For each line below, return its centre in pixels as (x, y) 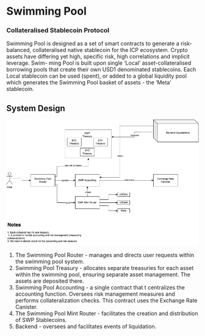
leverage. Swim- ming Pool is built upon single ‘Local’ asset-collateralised (99, 63)
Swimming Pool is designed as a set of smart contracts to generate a (93, 43)
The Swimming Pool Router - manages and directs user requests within (105, 255)
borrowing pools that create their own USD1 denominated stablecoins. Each (101, 70)
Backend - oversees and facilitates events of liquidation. (86, 327)
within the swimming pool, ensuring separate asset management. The (103, 275)
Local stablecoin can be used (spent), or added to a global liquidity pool (97, 76)
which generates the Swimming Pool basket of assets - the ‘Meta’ (89, 82)
